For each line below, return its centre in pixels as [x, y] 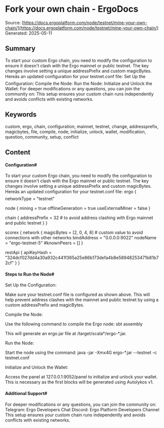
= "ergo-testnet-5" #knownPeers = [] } [44, 243]
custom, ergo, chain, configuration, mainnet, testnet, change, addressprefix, [82, 126]
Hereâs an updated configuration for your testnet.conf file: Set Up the [75, 76]
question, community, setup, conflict [42, 137]
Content [18, 152]
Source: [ [14, 23]
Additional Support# [26, 393]
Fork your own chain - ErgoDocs [72, 9]
